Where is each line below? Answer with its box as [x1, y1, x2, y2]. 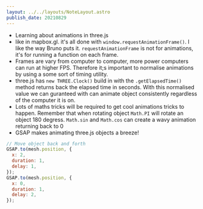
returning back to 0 [15, 122, 64, 130]
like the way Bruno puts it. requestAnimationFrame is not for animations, [15, 44, 194, 52]
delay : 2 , [12, 192, 37, 198]
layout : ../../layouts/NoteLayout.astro [6, 9, 111, 15]
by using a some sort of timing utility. [15, 70, 109, 78]
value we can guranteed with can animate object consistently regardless [15, 90, 198, 97]
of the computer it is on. [15, 96, 76, 104]
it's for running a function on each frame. [15, 51, 119, 58]
